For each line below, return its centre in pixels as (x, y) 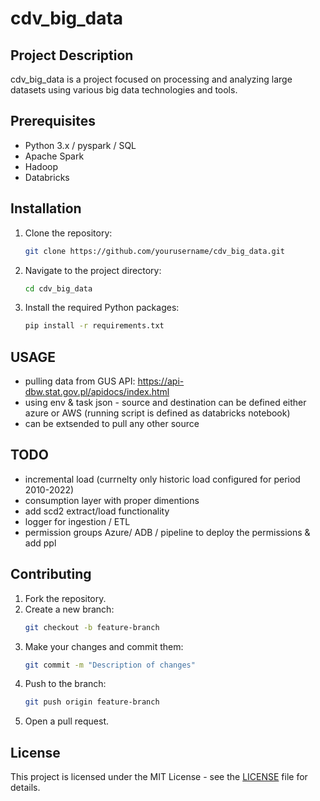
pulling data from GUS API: (80, 381)
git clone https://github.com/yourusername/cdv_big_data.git (155, 251)
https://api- (161, 381)
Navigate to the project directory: (93, 270)
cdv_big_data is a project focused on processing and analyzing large (151, 79)
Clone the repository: (68, 233)
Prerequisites (53, 121)
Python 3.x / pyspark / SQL (80, 145)
